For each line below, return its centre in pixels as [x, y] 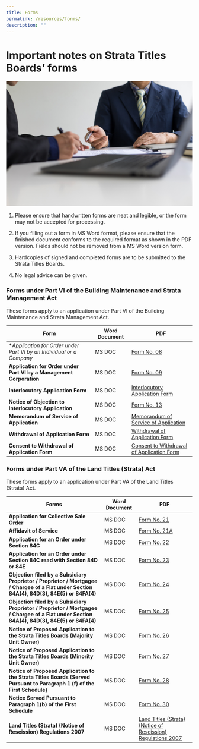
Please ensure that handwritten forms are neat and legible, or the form [100, 215]
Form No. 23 [154, 560]
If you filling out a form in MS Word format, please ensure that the [94, 233]
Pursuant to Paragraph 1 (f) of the [52, 684]
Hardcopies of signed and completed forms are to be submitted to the [100, 257]
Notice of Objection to [36, 402]
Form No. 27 [154, 656]
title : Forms [22, 12]
